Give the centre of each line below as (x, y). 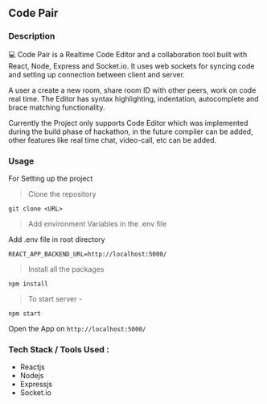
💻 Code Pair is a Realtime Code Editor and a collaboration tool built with (128, 54)
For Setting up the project (51, 178)
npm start (25, 314)
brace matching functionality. (57, 107)
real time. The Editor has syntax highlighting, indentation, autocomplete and (133, 98)
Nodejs (32, 376)
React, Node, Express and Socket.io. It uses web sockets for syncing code (131, 66)
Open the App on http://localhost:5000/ (77, 328)
